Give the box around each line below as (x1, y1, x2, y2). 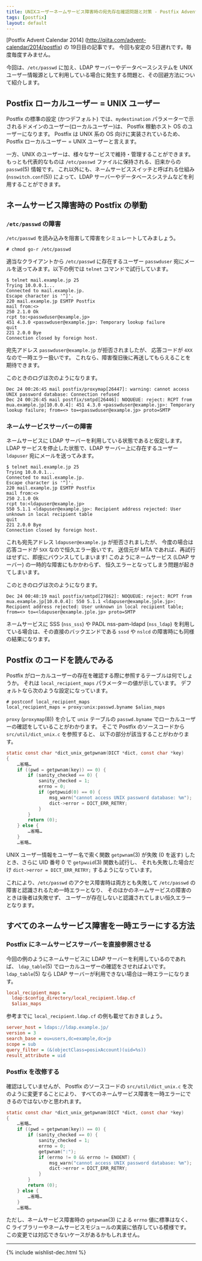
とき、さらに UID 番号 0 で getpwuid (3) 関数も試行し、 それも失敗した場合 (6, 858, 189, 866)
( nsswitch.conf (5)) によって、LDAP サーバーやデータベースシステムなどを (6, 173, 189, 180)
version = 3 (6, 1030, 36, 1036)
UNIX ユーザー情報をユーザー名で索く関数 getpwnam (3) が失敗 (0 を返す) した (6, 851, 195, 858)
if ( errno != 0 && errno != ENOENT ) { (38, 1154, 136, 1161)
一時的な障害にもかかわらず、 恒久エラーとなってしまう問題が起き (30, 561, 195, 568)
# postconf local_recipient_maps (6, 699, 90, 705)
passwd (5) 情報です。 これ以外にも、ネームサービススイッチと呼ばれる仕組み (6, 166, 195, 173)
